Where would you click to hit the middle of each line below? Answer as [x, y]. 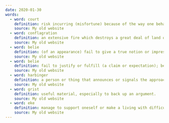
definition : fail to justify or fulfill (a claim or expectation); [86, 66]
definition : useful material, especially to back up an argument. [85, 94]
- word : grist [24, 89]
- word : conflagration [33, 33]
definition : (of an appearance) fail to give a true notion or [82, 52]
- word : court [24, 19]
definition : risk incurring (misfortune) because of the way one [84, 24]
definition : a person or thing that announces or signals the [81, 80]
